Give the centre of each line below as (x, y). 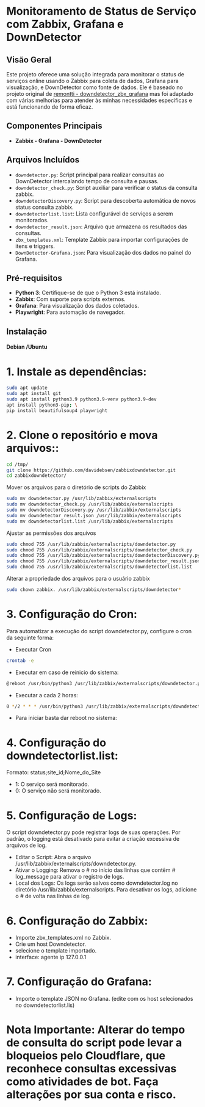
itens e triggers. (35, 246)
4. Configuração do (56, 742)
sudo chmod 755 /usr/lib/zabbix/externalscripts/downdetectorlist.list (99, 567)
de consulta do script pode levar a (94, 1043)
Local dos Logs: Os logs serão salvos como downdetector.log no (96, 883)
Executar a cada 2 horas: (46, 695)
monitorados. (32, 220)
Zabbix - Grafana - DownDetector (58, 140)
